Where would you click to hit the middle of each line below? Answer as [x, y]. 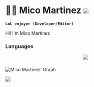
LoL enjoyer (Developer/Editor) [39, 24]
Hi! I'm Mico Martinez [28, 33]
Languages [20, 46]
